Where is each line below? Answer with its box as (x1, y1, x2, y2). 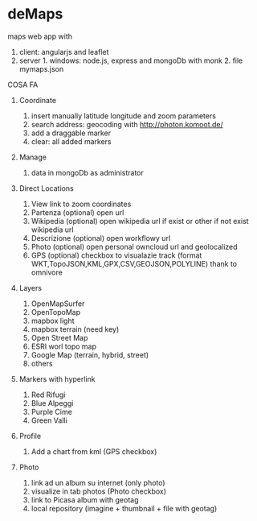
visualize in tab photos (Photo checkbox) (31, 486, 166, 496)
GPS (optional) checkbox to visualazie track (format (31, 250, 202, 260)
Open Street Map (31, 333, 88, 342)
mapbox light (31, 316, 75, 325)
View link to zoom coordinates (31, 199, 132, 209)
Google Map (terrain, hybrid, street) (31, 349, 149, 359)
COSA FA (7, 80, 39, 89)
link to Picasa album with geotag (31, 494, 139, 504)
